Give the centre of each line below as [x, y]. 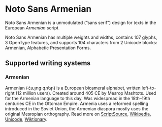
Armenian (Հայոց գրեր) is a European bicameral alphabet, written [73, 88]
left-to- [149, 88]
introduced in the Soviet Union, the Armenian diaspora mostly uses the [77, 108]
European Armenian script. [32, 27]
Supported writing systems [48, 63]
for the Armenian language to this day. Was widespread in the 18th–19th [78, 98]
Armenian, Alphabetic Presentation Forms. [48, 48]
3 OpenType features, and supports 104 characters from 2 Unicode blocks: [81, 42]
